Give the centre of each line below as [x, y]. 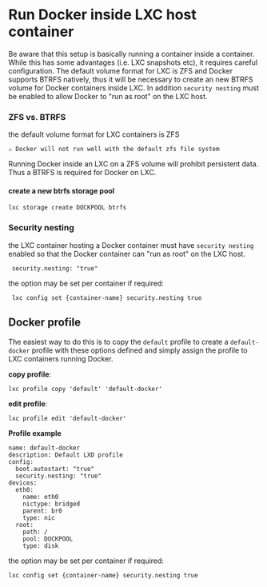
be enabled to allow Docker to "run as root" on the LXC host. [108, 96]
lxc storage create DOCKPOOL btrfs [68, 208]
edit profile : [28, 403]
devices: [23, 483]
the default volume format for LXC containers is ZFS [94, 134]
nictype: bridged [52, 504]
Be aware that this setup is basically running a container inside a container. [132, 54]
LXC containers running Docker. [61, 358]
